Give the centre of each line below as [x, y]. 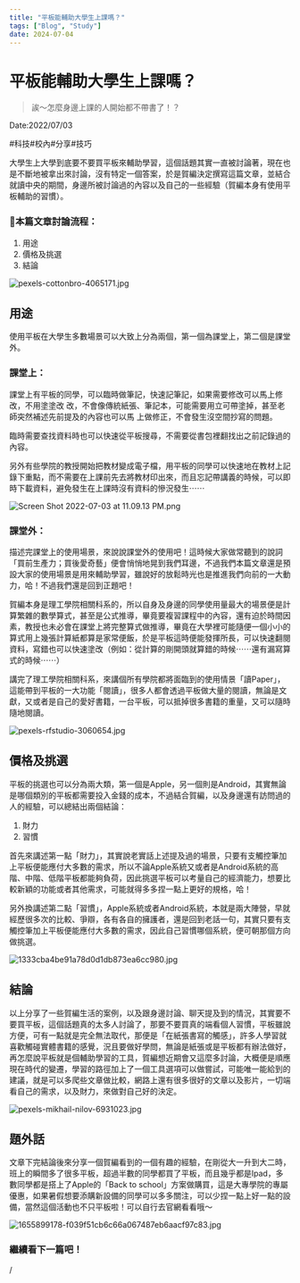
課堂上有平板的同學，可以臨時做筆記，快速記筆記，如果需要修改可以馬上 [142, 394]
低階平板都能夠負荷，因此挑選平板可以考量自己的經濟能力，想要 [165, 877]
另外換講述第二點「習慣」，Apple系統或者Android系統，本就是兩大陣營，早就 [150, 908]
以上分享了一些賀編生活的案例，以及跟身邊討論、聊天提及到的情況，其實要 [146, 1013]
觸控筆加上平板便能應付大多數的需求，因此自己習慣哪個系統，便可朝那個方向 [150, 930]
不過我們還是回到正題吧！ [87, 585]
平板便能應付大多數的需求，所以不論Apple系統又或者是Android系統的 [144, 867]
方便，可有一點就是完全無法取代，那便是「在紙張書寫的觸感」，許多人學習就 [148, 1035]
